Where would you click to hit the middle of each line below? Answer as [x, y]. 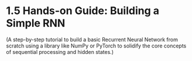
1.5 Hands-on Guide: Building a [83, 11]
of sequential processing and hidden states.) [60, 52]
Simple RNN [36, 23]
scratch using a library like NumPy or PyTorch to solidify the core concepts [96, 46]
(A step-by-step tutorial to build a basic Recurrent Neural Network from [92, 39]
